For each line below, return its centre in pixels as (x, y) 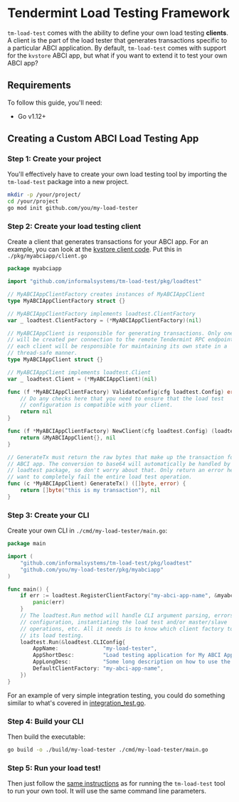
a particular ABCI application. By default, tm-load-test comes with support (117, 48)
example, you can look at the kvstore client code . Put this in (95, 250)
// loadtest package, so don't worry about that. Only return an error (116, 471)
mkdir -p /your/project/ (44, 195)
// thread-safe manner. (43, 353)
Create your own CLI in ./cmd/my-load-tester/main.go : (87, 530)
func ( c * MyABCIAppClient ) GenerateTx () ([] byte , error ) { (97, 484)
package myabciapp (34, 269)
